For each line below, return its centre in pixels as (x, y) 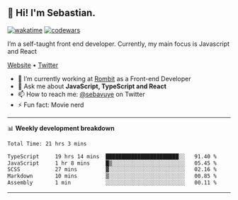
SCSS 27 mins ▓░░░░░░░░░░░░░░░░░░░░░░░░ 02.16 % (112, 170)
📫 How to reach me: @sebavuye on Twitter (81, 94)
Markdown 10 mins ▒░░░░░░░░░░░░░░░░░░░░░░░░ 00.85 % (112, 176)
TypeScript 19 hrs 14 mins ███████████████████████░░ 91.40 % (112, 156)
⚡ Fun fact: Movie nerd (51, 105)
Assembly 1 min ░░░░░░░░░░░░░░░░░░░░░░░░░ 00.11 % (112, 183)
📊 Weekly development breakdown (61, 128)
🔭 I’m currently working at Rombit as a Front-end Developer (104, 78)
